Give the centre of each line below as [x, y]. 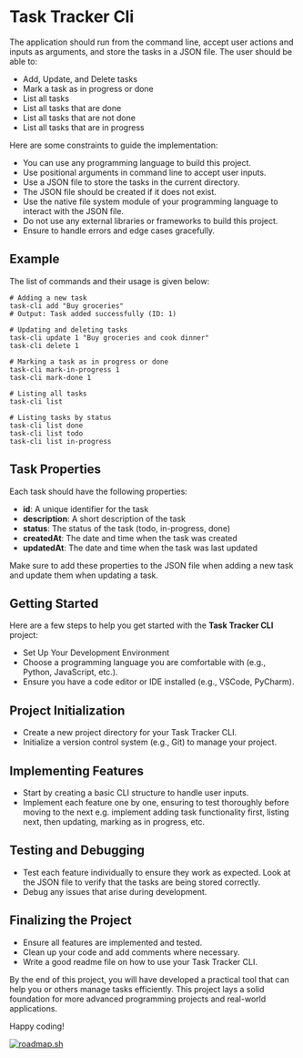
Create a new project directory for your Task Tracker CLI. [130, 733]
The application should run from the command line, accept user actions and [151, 42]
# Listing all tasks [49, 394]
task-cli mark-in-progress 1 [65, 370]
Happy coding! [37, 1026]
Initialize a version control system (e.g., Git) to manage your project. [150, 742]
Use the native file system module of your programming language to [151, 201]
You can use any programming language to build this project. [137, 162]
